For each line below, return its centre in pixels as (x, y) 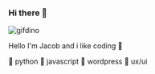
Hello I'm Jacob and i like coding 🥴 (65, 46)
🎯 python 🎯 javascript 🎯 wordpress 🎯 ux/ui (78, 62)
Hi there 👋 (28, 13)
